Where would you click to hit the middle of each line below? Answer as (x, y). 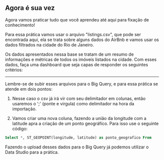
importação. (24, 109)
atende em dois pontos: (29, 89)
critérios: (14, 70)
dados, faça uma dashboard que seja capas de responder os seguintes (77, 64)
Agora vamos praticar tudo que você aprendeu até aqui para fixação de (77, 20)
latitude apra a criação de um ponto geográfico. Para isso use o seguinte (85, 123)
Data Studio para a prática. (32, 152)
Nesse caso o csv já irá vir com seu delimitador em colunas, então (79, 98)
